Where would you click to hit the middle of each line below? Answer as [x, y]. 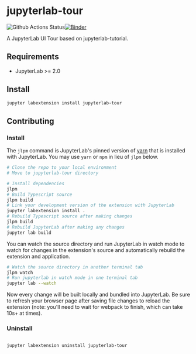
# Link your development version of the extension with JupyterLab [91, 205]
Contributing [30, 121]
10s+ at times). [25, 313]
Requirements [33, 57]
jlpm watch [20, 273]
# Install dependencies [36, 183]
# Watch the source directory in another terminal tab [75, 267]
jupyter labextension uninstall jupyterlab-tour [67, 346]
